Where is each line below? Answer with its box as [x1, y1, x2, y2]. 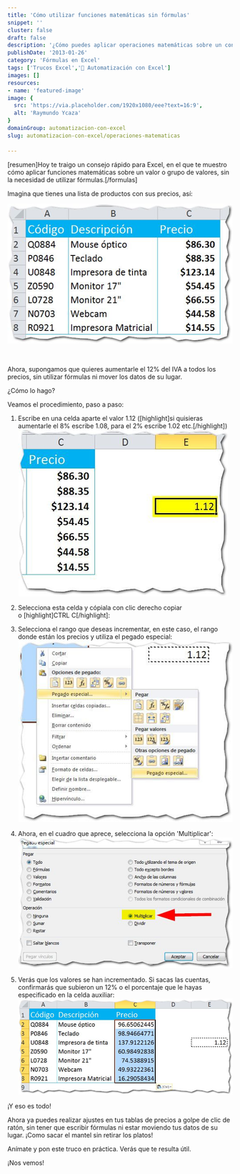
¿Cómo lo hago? [7, 387, 56, 395]
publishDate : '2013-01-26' [7, 49, 88, 56]
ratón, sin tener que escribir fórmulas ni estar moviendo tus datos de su [7, 1123, 218, 1132]
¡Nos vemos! [7, 1158, 45, 1168]
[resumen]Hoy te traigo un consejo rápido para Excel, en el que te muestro [7, 160, 227, 169]
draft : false [7, 34, 46, 41]
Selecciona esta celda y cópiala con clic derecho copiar [17, 604, 182, 612]
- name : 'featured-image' [7, 86, 84, 94]
